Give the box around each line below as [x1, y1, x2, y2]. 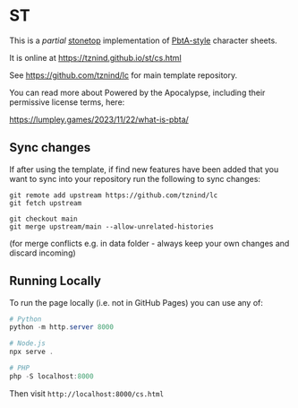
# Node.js [9, 339, 47, 348]
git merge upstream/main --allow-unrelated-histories [9, 221, 215, 231]
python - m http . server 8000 [9, 323, 115, 332]
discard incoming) [9, 247, 76, 258]
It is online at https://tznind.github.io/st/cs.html [9, 52, 182, 63]
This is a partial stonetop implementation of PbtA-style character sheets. [9, 35, 277, 46]
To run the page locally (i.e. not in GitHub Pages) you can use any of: [9, 297, 264, 308]
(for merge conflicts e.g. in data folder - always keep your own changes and [9, 238, 290, 248]
